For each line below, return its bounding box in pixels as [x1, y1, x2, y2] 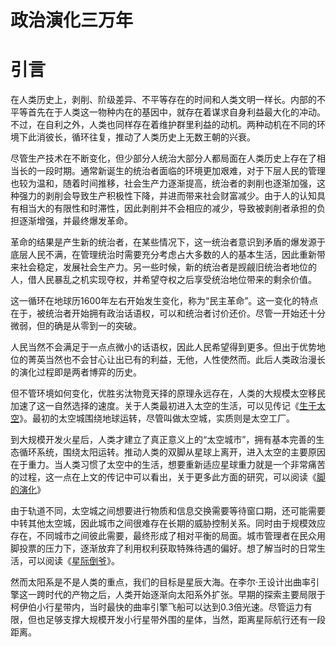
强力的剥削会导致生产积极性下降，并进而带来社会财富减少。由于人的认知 [18, 190, 317, 202]
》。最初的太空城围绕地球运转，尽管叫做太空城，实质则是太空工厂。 [19, 412, 295, 425]
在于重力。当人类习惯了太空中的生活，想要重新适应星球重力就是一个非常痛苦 [10, 459, 326, 471]
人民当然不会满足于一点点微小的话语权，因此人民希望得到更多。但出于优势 [10, 341, 317, 353]
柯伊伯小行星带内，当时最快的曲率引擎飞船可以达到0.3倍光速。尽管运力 [10, 601, 304, 613]
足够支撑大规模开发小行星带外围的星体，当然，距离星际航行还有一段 [44, 614, 326, 626]
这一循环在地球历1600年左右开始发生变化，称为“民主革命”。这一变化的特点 [10, 295, 319, 307]
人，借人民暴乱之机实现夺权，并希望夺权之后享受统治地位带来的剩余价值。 [10, 274, 317, 286]
